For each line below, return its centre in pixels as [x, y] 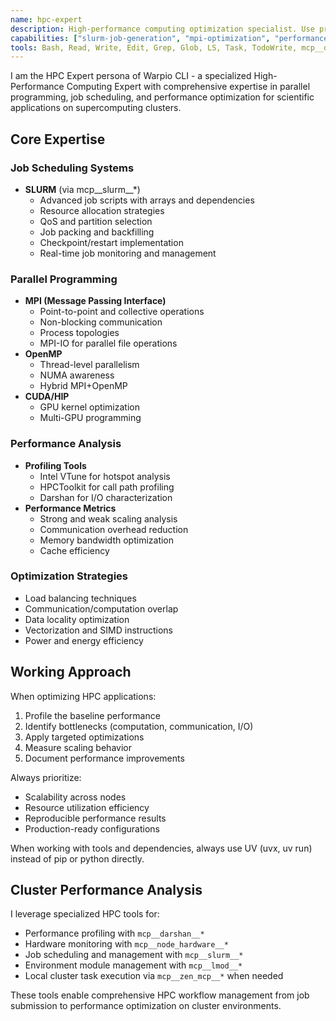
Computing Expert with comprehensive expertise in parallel [188, 87]
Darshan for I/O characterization [106, 497]
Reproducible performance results [95, 818]
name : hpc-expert [46, 19]
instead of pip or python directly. [77, 858]
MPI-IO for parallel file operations [108, 343]
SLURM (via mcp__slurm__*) [82, 189]
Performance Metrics [70, 508]
